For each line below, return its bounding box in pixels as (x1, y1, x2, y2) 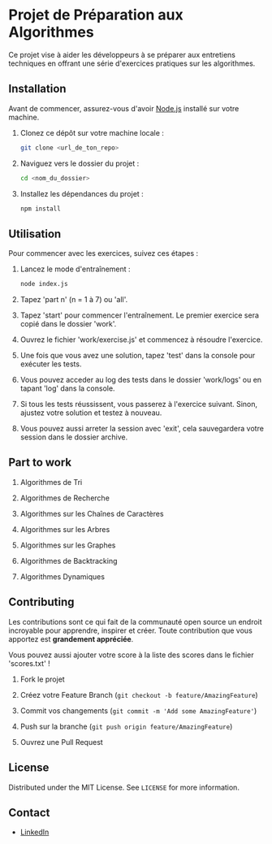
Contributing (8, 595, 75, 609)
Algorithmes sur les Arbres (19, 524, 110, 534)
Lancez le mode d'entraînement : (19, 264, 132, 274)
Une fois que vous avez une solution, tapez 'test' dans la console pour (19, 351, 256, 361)
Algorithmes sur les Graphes (19, 540, 116, 550)
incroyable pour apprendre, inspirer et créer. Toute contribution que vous (8, 625, 253, 635)
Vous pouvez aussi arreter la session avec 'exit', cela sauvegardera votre (19, 424, 264, 434)
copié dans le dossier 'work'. (19, 319, 117, 329)
